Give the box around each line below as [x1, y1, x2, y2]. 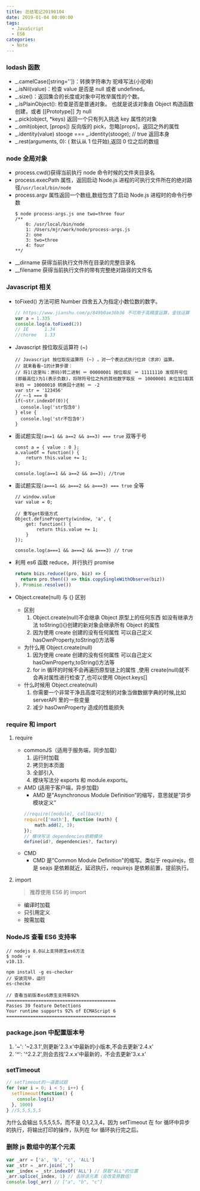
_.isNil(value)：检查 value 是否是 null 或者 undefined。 [14, 85, 148, 93]
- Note [11, 43, 28, 49]
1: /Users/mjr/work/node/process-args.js [26, 227, 130, 233]
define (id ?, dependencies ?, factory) [23, 839, 118, 845]
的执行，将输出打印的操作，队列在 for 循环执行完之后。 [6, 1126, 142, 1133]
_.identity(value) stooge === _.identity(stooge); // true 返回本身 [14, 130, 170, 138]
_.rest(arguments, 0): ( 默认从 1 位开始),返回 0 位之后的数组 [14, 138, 159, 145]
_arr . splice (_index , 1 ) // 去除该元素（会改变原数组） [6, 1174, 134, 1180]
